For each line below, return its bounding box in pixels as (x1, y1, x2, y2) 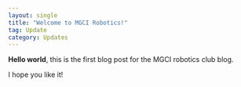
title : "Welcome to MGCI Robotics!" (8, 19, 128, 27)
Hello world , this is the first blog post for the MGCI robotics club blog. (8, 55, 234, 64)
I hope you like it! (8, 70, 64, 79)
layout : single (8, 11, 58, 20)
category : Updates (8, 33, 68, 42)
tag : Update (8, 26, 47, 34)
